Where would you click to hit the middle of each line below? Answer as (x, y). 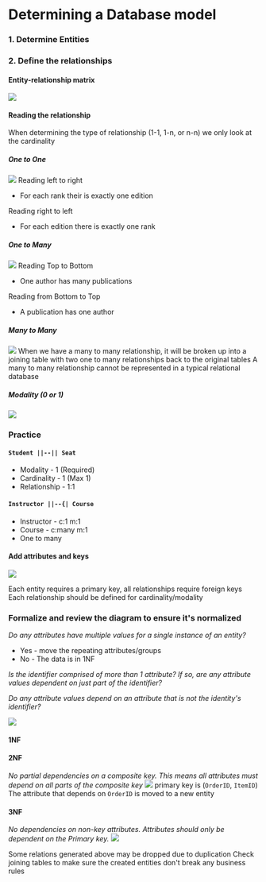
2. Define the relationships (60, 61)
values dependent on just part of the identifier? (85, 683)
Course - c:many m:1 (54, 529)
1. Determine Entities (49, 40)
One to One (27, 160)
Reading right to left (40, 211)
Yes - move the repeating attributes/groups (90, 651)
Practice (25, 435)
